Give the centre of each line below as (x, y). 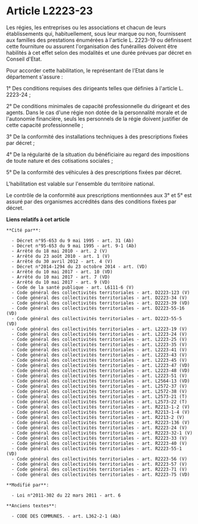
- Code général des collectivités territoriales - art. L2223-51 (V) (99, 375)
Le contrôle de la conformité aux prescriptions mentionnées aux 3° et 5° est (99, 195)
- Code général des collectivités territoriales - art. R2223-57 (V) (99, 464)
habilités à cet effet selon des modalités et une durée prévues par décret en (99, 52)
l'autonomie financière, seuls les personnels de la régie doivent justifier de (97, 119)
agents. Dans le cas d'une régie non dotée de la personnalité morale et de (97, 112)
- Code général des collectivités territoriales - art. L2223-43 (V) (99, 355)
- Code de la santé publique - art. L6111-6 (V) (73, 287)
